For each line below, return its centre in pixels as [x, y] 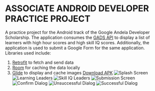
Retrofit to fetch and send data [43, 62]
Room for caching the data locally [46, 67]
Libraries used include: [28, 53]
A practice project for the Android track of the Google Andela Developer [77, 32]
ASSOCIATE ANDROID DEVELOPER [77, 9]
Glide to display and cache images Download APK [63, 73]
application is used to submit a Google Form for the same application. [75, 48]
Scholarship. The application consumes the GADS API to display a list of [77, 37]
